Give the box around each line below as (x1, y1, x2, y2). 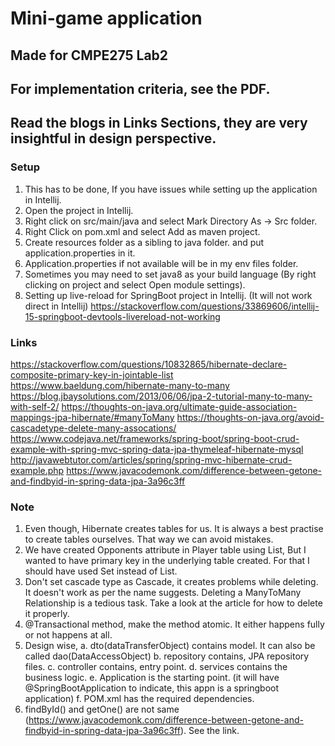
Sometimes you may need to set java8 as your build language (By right (24, 268, 317, 280)
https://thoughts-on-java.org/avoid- (176, 411, 325, 423)
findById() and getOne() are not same (24, 703, 180, 716)
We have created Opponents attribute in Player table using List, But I (24, 544, 307, 556)
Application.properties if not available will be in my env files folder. (24, 257, 299, 269)
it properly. (24, 608, 70, 620)
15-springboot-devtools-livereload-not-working (24, 310, 221, 322)
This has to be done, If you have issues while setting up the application (24, 183, 318, 195)
